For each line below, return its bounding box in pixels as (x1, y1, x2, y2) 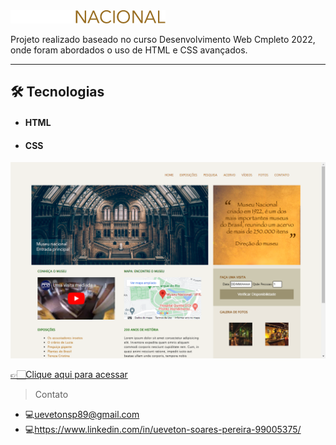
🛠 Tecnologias (10, 84, 105, 101)
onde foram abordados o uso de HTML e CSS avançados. (10, 44, 248, 56)
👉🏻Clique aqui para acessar (10, 369, 128, 381)
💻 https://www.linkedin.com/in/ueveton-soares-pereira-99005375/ (24, 424, 302, 436)
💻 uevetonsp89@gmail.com (24, 409, 140, 421)
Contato (34, 389, 69, 401)
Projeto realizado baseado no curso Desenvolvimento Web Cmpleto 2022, (10, 34, 316, 45)
